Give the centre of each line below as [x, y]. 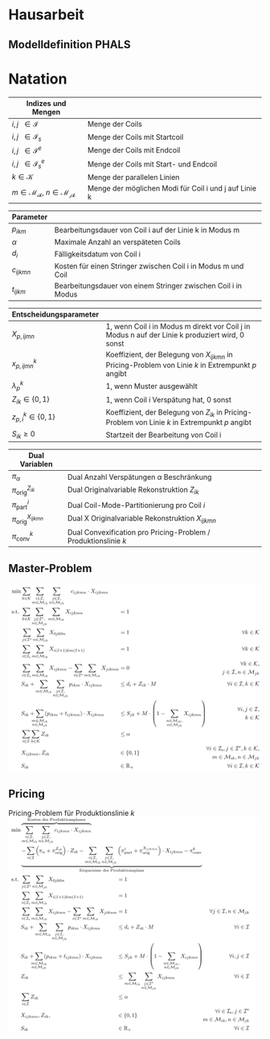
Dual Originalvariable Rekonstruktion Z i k [133, 490]
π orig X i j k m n [28, 519]
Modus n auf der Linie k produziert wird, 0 [175, 334]
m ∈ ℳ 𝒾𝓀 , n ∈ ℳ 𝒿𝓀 [44, 193]
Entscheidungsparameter [55, 314]
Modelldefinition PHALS [70, 45]
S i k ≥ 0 [23, 434]
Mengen [46, 112]
